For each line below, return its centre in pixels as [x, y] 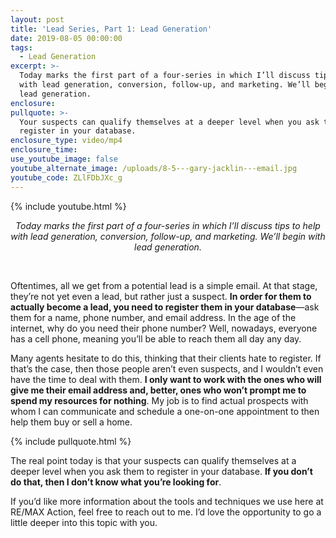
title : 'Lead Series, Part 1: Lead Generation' [111, 29]
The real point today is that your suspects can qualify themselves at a [153, 460]
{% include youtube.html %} [68, 206]
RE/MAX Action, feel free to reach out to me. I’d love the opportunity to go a [166, 512]
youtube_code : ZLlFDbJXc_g [66, 177]
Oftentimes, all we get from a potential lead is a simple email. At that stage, [164, 285]
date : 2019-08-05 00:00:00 [66, 38]
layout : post [37, 19]
